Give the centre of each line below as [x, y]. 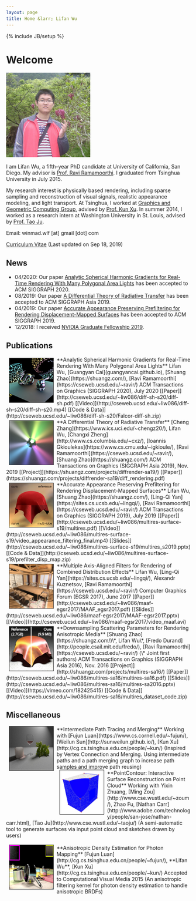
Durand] [173, 641]
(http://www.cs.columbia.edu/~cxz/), [101, 441]
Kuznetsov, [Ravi [77, 584]
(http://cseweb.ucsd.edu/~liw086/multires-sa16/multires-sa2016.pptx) [91, 684]
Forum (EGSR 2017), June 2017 [94, 597]
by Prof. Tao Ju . [25, 222]
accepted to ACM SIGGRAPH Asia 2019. [63, 302]
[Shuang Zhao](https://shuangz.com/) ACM [109, 460]
